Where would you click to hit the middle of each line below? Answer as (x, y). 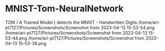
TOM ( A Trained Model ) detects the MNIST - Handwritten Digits (71, 22)
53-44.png (16, 38)
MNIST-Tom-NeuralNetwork (64, 9)
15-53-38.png (32, 43)
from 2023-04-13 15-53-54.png (122, 27)
